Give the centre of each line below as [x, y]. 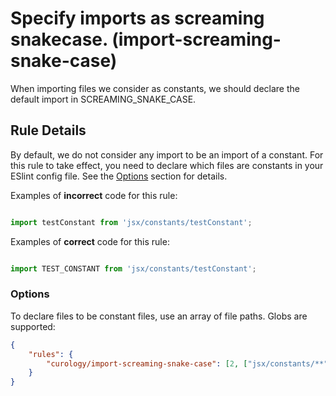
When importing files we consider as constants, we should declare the [155, 88]
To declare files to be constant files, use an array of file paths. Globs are [159, 316]
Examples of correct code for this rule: [90, 241]
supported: [33, 326]
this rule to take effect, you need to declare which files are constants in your [167, 165]
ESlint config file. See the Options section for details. [119, 176]
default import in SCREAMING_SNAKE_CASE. [103, 99]
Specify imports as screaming [137, 18]
